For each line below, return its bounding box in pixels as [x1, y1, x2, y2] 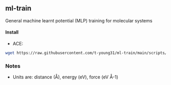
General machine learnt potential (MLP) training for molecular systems [5, 17, 153, 23]
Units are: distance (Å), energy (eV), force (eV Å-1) [12, 74, 119, 80]
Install [5, 29, 19, 35]
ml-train [5, 4, 32, 13]
